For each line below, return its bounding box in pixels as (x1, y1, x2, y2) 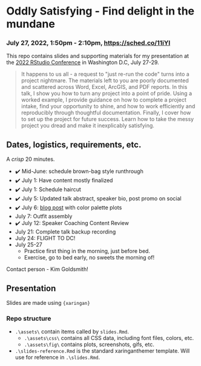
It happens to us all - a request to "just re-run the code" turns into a (21, 71, 189, 78)
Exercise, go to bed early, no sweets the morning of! (24, 254, 155, 261)
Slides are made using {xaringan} (6, 299, 91, 307)
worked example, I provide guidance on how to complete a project (21, 96, 186, 103)
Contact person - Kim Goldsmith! (6, 266, 89, 273)
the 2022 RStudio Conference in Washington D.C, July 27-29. (6, 59, 159, 66)
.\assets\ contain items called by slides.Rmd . (15, 328, 129, 335)
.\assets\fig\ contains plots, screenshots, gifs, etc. (24, 341, 154, 348)
